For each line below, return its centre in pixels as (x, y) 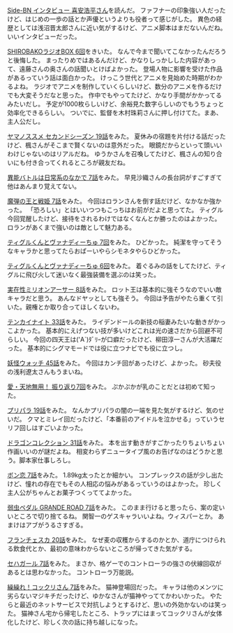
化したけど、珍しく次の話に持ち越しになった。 (74, 622)
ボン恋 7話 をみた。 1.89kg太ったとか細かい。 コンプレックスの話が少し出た (115, 475)
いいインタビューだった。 (44, 36)
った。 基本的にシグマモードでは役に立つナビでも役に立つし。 (97, 348)
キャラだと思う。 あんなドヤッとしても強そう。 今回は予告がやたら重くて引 (115, 298)
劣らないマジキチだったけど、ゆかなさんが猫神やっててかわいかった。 (108, 596)
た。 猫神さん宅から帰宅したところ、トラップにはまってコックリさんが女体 (115, 613)
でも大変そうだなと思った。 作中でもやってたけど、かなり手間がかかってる (114, 95)
